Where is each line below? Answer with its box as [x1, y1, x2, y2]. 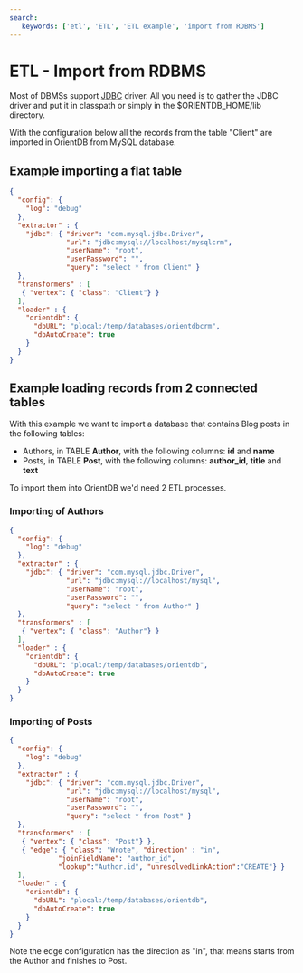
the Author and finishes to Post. [9, 956, 128, 967]
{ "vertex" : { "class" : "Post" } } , [21, 836, 156, 846]
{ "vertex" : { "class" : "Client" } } [21, 288, 160, 297]
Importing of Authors [9, 505, 104, 518]
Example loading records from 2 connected [9, 381, 258, 396]
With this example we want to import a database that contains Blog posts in [9, 418, 290, 430]
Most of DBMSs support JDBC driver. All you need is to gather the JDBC [9, 91, 279, 101]
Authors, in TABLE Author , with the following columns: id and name [22, 445, 275, 457]
